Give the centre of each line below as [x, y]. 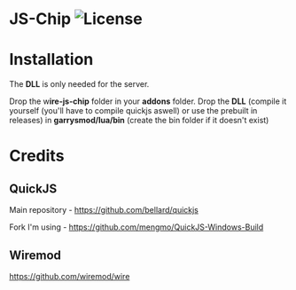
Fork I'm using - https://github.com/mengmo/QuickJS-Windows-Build [136, 227]
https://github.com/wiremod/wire [70, 276]
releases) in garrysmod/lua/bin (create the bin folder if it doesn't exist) [139, 121]
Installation [51, 60]
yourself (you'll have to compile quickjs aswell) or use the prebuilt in [133, 111]
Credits [37, 156]
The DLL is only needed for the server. [79, 84]
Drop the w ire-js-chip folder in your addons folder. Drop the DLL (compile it [148, 101]
